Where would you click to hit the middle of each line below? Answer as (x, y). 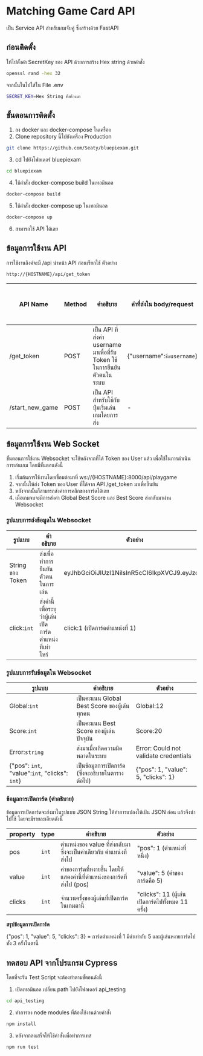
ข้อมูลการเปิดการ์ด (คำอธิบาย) (40, 799)
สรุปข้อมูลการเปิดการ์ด (28, 925)
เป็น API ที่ (105, 329)
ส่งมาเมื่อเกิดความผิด (99, 748)
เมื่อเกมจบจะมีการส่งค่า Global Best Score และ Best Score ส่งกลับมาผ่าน (93, 498)
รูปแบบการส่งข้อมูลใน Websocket (49, 520)
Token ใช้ (105, 359)
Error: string (27, 752)
